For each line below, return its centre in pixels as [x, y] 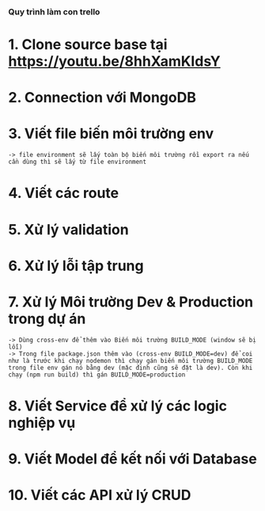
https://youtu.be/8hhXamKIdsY [114, 61]
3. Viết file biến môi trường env [111, 134]
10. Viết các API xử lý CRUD [100, 496]
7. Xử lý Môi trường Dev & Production [131, 301]
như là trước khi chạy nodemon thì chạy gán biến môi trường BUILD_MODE [131, 360]
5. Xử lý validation [68, 229]
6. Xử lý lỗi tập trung [76, 266]
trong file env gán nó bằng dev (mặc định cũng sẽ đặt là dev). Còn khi [131, 368]
